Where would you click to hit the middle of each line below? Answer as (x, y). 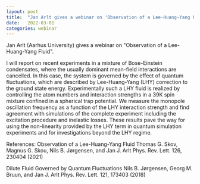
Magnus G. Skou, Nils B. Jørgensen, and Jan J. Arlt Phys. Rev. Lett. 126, (94, 151)
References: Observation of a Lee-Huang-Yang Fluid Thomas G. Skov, (92, 144)
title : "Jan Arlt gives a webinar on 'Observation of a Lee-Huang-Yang (98, 17)
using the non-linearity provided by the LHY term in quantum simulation (94, 126)
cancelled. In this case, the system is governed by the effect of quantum (95, 76)
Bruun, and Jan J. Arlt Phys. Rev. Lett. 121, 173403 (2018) (76, 175)
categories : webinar (32, 28)
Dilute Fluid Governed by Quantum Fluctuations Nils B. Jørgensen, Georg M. (99, 169)
